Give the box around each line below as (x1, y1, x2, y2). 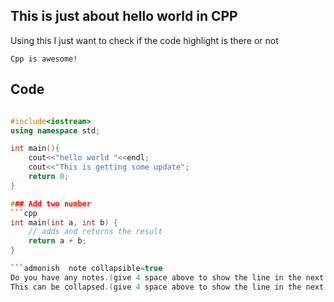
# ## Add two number (10, 199, 92, 209)
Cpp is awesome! (10, 54, 78, 64)
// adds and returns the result (28, 227, 163, 237)
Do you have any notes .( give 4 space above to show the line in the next (10, 272, 325, 283)
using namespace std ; (10, 125, 101, 136)
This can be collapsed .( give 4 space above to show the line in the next (10, 282, 325, 292)
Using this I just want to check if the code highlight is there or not (10, 34, 279, 46)
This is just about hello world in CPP (10, 8, 238, 25)
